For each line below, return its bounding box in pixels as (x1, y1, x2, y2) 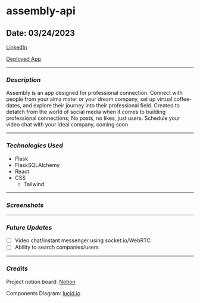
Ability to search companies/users (14, 243, 99, 251)
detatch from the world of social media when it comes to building (6, 109, 166, 116)
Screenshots (6, 201, 44, 209)
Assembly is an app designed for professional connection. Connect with (6, 89, 183, 97)
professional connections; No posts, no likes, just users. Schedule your (6, 115, 180, 122)
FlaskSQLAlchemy (14, 161, 60, 168)
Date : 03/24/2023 (6, 28, 76, 38)
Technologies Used (6, 141, 64, 150)
